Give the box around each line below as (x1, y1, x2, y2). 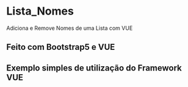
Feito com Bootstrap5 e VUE (6, 42, 115, 52)
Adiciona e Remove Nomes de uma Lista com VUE (6, 24, 133, 32)
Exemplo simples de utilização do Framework (6, 63, 182, 73)
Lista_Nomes (6, 4, 74, 18)
